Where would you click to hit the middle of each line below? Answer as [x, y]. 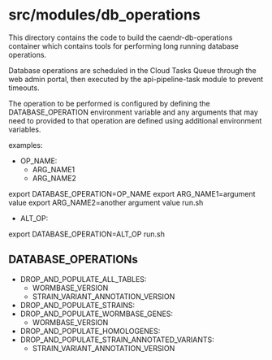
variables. [25, 129]
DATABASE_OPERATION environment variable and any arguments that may [133, 112]
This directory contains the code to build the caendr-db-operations [121, 37]
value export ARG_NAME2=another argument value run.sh [106, 202]
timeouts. [24, 88]
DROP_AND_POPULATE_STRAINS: [78, 305]
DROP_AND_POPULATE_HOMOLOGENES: [90, 331]
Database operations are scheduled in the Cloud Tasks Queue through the [133, 70]
